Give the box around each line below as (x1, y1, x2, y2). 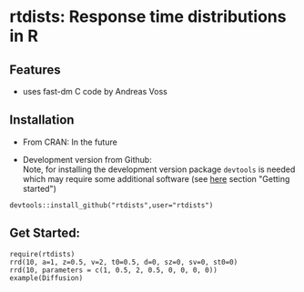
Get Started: (9, 226, 80, 241)
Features (9, 62, 61, 77)
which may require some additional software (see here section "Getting (22, 173, 290, 184)
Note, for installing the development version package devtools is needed (22, 164, 296, 175)
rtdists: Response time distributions (9, 6, 287, 27)
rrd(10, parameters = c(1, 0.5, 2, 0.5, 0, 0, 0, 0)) (9, 266, 218, 275)
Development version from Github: (22, 154, 152, 165)
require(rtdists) (9, 249, 76, 258)
